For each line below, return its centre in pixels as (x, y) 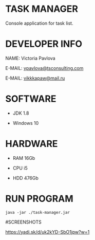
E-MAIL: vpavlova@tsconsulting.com (44, 68)
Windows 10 (26, 123)
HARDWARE (32, 144)
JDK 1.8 (21, 113)
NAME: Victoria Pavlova (30, 58)
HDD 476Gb (25, 178)
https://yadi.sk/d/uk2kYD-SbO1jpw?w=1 (47, 232)
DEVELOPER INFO (44, 44)
